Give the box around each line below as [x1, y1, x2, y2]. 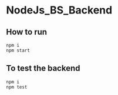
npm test [6, 84, 28, 90]
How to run [6, 27, 48, 37]
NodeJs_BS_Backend [6, 4, 113, 17]
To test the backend [6, 63, 80, 73]
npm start [6, 48, 31, 53]
